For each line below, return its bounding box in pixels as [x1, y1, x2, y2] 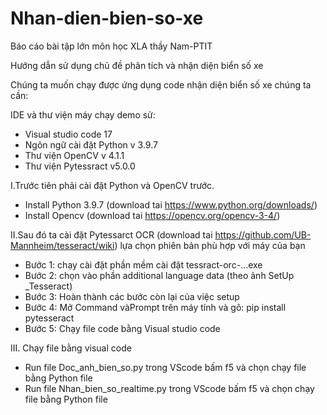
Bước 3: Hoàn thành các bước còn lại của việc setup [24, 290, 240, 302]
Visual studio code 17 [24, 128, 113, 140]
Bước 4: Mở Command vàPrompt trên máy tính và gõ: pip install [24, 301, 287, 313]
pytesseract [24, 312, 75, 324]
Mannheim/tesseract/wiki [10, 239, 115, 251]
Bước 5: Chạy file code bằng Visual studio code [24, 322, 221, 334]
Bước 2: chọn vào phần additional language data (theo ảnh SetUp [24, 269, 295, 281]
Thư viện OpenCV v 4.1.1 [24, 149, 125, 161]
